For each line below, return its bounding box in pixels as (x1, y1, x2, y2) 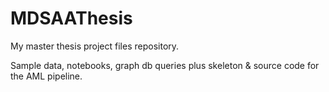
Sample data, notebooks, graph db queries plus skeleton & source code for (10, 59, 320, 71)
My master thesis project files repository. (10, 40, 180, 52)
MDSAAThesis (10, 7, 133, 30)
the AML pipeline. (10, 70, 83, 82)
